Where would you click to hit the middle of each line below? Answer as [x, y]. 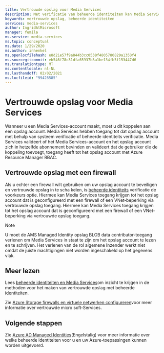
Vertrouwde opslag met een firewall [61, 173]
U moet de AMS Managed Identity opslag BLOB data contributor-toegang [79, 235]
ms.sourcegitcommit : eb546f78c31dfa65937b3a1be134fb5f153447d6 [71, 60]
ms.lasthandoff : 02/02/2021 [34, 73]
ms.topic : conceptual [27, 42]
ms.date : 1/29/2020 [25, 46]
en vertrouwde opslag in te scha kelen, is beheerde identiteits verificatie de [81, 189]
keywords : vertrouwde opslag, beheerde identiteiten [60, 19]
